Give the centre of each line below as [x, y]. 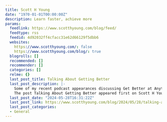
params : [13, 24]
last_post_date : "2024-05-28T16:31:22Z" [52, 98]
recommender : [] [26, 65]
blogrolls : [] [24, 56]
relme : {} [20, 75]
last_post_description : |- [38, 84]
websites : [20, 42]
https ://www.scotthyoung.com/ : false [53, 47]
